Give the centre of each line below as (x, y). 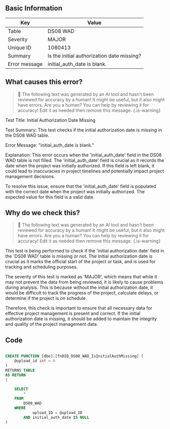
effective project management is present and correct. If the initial (73, 314)
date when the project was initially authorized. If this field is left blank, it (80, 165)
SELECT (21, 389)
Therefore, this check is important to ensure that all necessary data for (79, 308)
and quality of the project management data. (52, 324)
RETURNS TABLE (20, 370)
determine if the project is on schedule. (46, 298)
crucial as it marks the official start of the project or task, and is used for (80, 262)
